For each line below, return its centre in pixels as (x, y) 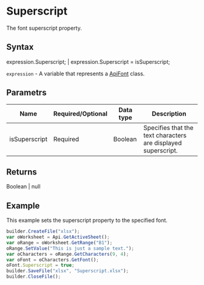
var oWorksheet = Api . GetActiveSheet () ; (58, 237)
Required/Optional (80, 114)
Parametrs (26, 93)
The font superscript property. (44, 28)
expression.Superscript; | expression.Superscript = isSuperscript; (88, 61)
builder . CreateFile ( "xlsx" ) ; (43, 232)
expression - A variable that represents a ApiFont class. (76, 74)
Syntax (20, 47)
